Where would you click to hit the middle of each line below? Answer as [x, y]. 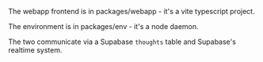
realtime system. [35, 50]
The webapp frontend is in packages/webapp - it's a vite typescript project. [131, 11]
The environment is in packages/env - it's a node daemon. [104, 26]
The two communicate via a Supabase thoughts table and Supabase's [122, 42]
